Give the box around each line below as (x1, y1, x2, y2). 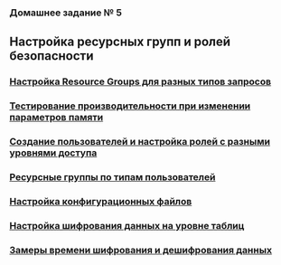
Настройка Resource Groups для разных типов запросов (9, 75, 272, 88)
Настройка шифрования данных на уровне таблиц (9, 219, 245, 232)
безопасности (9, 48, 94, 64)
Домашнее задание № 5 (9, 6, 122, 19)
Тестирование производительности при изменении (9, 99, 251, 112)
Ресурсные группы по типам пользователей (9, 171, 216, 183)
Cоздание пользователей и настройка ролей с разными (9, 136, 271, 148)
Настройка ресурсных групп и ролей (9, 34, 231, 50)
